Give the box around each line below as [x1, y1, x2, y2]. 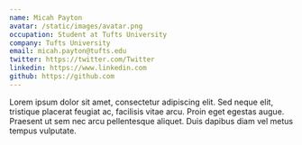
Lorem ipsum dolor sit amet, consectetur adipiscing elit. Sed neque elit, [9, 96, 273, 107]
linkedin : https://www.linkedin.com [9, 64, 147, 73]
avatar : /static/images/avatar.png [9, 22, 143, 31]
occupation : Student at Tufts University [9, 30, 168, 39]
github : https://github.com [9, 72, 115, 81]
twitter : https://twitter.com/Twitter [9, 55, 155, 64]
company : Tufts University [9, 38, 111, 48]
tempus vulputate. [9, 125, 77, 136]
